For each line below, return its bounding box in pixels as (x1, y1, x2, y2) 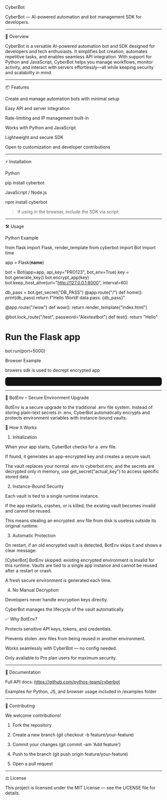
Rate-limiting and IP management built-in (5, 115, 89, 121)
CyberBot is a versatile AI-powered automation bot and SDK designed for (5, 43, 156, 49)
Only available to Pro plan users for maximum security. (5, 655, 117, 661)
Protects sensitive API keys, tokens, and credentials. (5, 626, 112, 632)
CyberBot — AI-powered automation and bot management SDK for (5, 14, 142, 19)
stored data (5, 473, 29, 480)
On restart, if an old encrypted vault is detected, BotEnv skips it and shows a (5, 542, 162, 548)
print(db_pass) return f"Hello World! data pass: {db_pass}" (5, 295, 125, 300)
